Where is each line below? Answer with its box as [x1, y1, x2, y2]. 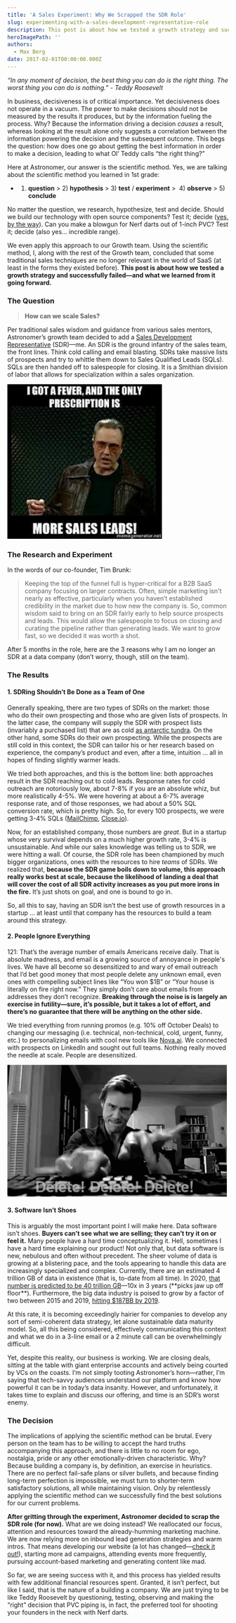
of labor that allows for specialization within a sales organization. [7, 370, 195, 379]
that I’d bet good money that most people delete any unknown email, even [7, 970, 221, 978]
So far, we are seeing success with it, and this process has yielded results [7, 1571, 221, 1579]
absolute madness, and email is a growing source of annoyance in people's [7, 955, 225, 963]
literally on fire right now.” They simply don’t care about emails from [7, 984, 204, 993]
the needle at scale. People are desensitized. [7, 1050, 137, 1059]
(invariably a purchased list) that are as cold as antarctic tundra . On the [7, 726, 213, 734]
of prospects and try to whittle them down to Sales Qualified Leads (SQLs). [7, 356, 224, 364]
